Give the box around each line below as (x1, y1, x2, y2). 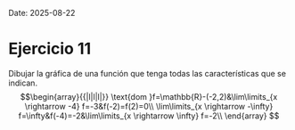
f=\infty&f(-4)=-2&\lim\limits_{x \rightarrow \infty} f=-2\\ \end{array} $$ (18, 110, 280, 121)
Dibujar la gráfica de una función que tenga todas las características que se (8, 68, 287, 78)
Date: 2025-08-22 (8, 8, 76, 18)
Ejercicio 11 (8, 39, 92, 59)
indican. (8, 77, 37, 88)
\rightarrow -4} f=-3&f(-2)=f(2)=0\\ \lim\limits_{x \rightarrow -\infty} (24, 101, 274, 111)
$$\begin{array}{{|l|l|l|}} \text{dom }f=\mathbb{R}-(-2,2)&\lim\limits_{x (20, 91, 278, 102)
